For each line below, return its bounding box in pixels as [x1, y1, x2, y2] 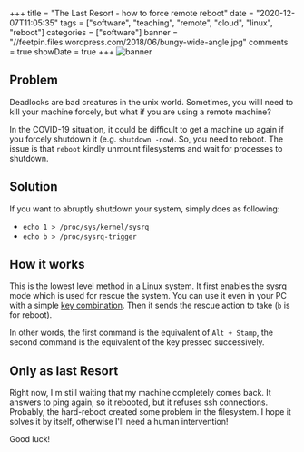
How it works [9, 257, 85, 272]
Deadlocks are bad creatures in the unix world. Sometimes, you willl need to [9, 96, 294, 107]
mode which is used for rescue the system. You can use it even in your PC [9, 290, 288, 301]
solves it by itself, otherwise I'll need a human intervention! [9, 417, 229, 427]
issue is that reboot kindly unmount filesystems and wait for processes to [9, 142, 283, 153]
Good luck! [9, 434, 51, 445]
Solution [9, 179, 58, 194]
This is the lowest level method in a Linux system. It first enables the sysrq [9, 280, 288, 291]
